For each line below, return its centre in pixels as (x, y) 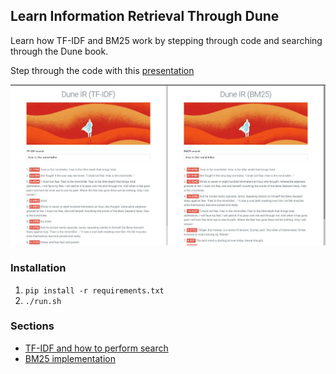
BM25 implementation (70, 358)
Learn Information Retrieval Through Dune (145, 16)
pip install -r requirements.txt (94, 290)
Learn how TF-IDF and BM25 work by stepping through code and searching (166, 40)
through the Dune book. (59, 51)
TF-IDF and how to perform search (96, 348)
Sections (32, 326)
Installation (38, 268)
